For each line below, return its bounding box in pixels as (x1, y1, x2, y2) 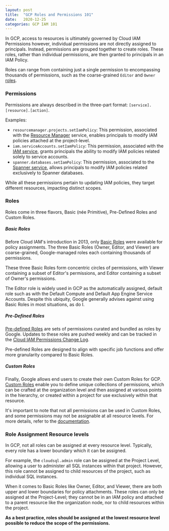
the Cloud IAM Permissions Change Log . (5, 336, 90, 342)
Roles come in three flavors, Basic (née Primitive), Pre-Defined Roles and (5, 209, 157, 215)
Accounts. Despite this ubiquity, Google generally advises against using (5, 296, 154, 302)
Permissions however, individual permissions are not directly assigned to (5, 41, 156, 47)
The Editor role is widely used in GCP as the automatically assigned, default (5, 285, 162, 291)
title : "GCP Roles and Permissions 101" (5, 12, 94, 17)
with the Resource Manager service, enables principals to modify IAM (12, 132, 158, 138)
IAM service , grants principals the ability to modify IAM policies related (12, 148, 160, 154)
